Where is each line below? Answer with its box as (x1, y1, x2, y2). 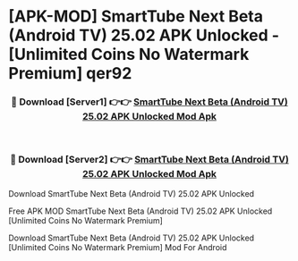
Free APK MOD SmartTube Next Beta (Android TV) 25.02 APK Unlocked (8, 206, 273, 216)
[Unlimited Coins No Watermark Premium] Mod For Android (8, 241, 227, 252)
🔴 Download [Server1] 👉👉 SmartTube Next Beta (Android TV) (11, 96, 288, 108)
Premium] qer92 (8, 63, 132, 84)
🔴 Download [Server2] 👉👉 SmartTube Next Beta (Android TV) (9, 154, 290, 166)
